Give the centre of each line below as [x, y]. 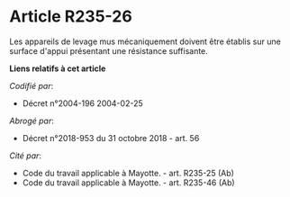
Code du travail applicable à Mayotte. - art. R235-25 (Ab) [128, 173]
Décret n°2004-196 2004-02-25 [82, 103]
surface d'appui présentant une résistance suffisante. [109, 50]
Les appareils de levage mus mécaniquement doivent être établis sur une [145, 41]
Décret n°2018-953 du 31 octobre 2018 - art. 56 [111, 138]
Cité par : [26, 156]
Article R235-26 [71, 17]
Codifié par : [32, 85]
